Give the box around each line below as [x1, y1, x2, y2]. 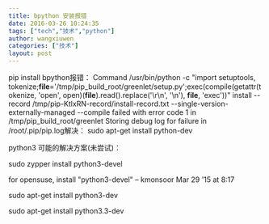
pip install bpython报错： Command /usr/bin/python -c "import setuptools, [8, 73, 256, 82]
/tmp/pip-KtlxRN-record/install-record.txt [32, 99, 170, 108]
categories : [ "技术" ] [8, 42, 79, 50]
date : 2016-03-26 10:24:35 [8, 19, 99, 27]
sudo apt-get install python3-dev [8, 191, 119, 200]
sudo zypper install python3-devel [8, 159, 123, 168]
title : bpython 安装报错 [8, 11, 87, 20]
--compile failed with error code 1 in [77, 108, 196, 117]
